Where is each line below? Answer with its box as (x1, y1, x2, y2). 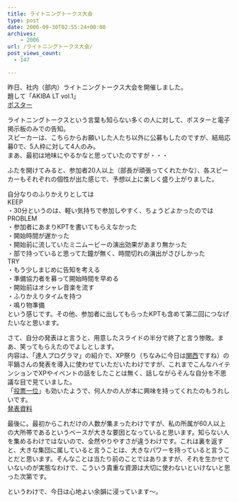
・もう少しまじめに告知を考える (7, 265, 101, 274)
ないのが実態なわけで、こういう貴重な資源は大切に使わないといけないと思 (13, 463, 231, 472)
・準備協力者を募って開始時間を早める (7, 274, 119, 283)
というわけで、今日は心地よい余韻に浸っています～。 (7, 487, 162, 496)
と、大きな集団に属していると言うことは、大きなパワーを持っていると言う (7, 445, 225, 454)
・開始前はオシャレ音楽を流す (7, 283, 94, 291)
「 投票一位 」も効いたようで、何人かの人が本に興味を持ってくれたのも (7, 386, 211, 395)
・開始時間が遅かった (7, 231, 69, 240)
